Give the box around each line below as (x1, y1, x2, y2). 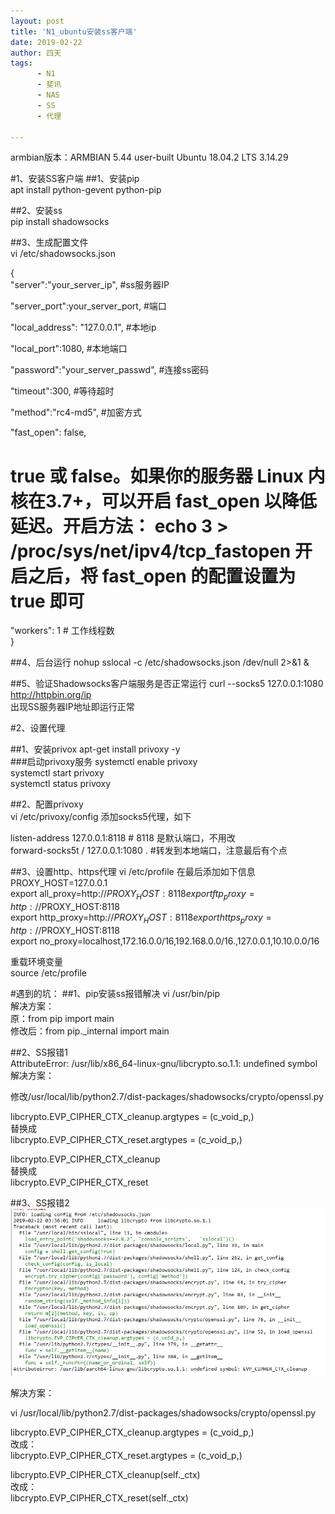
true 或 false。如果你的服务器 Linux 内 (10, 465, 326, 487)
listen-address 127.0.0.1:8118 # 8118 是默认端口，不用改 (10, 832, 236, 844)
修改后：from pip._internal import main (10, 1025, 170, 1037)
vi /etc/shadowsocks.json (10, 248, 116, 260)
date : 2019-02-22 (10, 37, 83, 47)
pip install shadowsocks (10, 216, 110, 228)
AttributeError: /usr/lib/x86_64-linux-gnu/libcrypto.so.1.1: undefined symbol (10, 1057, 318, 1069)
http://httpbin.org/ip (10, 689, 92, 701)
